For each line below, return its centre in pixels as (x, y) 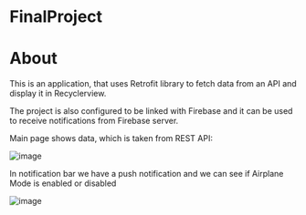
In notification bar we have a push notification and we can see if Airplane (147, 174)
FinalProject (56, 17)
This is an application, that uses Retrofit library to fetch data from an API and (153, 84)
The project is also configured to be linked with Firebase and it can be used (151, 111)
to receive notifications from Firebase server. (94, 121)
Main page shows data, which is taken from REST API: (111, 138)
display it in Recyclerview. (58, 94)
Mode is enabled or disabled (63, 183)
